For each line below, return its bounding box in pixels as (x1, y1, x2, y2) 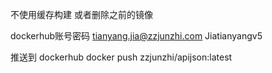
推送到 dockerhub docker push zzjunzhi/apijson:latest (10, 51, 233, 63)
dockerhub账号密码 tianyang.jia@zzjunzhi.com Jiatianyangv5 (10, 30, 263, 42)
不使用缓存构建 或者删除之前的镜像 (10, 9, 153, 20)
